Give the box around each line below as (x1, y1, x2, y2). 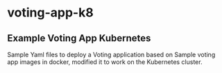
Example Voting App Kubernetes (7, 32, 151, 44)
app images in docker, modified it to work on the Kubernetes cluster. (7, 58, 203, 66)
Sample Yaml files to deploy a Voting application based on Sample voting (7, 50, 216, 59)
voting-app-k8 (7, 5, 94, 21)
